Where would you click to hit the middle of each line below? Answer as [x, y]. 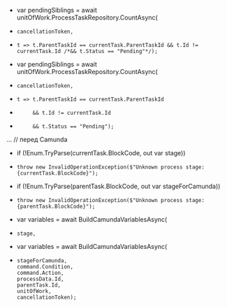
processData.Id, [40, 279]
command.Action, [40, 273]
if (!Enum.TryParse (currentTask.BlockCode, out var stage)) [101, 153]
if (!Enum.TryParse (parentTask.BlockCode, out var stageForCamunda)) [118, 186]
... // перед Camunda [37, 140]
